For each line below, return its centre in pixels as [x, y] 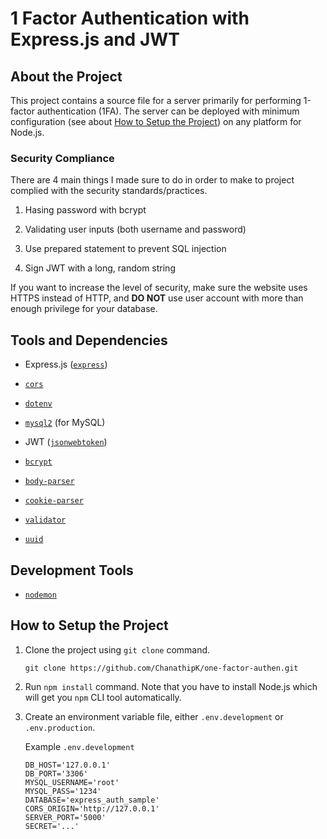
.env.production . [60, 727]
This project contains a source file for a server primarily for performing [156, 100]
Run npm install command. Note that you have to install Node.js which [171, 686]
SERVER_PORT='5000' [65, 817]
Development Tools [72, 570]
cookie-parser [54, 501]
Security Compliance [62, 158]
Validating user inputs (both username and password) [135, 229]
